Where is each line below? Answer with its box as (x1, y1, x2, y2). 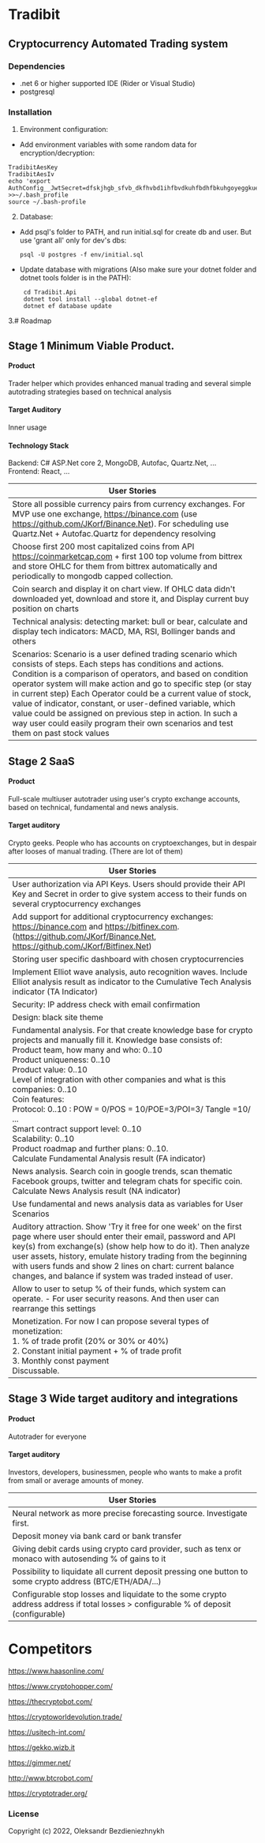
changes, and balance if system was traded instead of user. (12, 1270, 233, 1281)
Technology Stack (8, 441, 69, 450)
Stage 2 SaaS (8, 754, 75, 768)
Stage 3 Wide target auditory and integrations (8, 1392, 238, 1406)
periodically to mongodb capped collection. (12, 571, 174, 582)
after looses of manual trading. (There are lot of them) (8, 846, 184, 856)
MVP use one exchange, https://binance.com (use (12, 509, 198, 520)
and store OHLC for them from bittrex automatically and (12, 561, 218, 572)
